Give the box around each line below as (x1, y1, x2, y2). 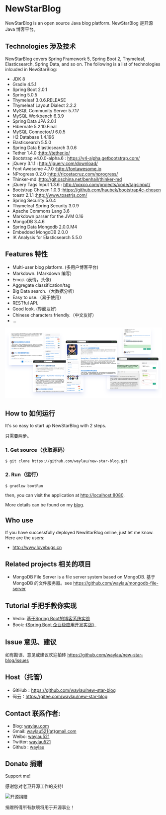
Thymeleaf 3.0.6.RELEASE (12, 97, 66, 103)
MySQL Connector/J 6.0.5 (12, 129, 66, 135)
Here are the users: (5, 535, 45, 541)
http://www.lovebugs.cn (12, 544, 62, 550)
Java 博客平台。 (5, 26, 38, 32)
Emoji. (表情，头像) (12, 276, 51, 282)
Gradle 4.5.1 (12, 81, 37, 87)
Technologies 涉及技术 (5, 42, 76, 51)
